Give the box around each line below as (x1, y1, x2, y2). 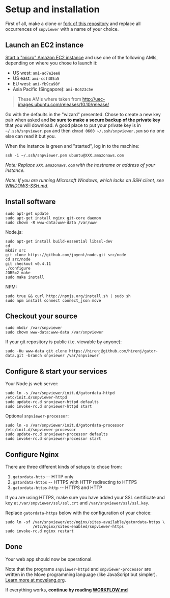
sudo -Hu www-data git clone (5, 349, 67, 354)
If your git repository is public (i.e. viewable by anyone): (5, 339, 122, 345)
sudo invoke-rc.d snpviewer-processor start (5, 436, 101, 441)
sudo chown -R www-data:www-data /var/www (5, 220, 97, 225)
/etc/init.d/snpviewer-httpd (5, 395, 67, 400)
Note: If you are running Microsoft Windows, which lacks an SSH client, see (5, 177, 164, 183)
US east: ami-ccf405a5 (12, 75, 60, 81)
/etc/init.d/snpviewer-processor (5, 427, 76, 433)
